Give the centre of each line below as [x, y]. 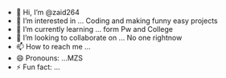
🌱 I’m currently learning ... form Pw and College [95, 29]
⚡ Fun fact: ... [38, 67]
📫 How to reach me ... [53, 47]
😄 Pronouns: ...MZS [49, 58]
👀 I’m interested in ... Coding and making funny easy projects [117, 21]
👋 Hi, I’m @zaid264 [48, 12]
